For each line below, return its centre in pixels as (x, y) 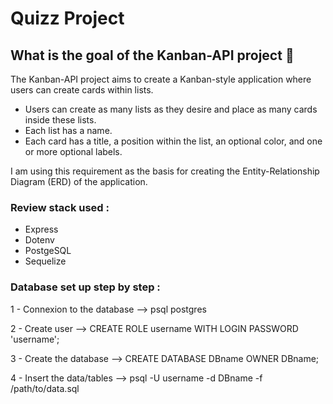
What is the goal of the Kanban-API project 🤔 (152, 55)
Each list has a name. (68, 130)
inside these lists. (60, 120)
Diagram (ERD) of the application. (79, 181)
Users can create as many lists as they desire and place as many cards (171, 109)
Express (41, 229)
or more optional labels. (73, 151)
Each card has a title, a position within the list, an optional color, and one (173, 141)
